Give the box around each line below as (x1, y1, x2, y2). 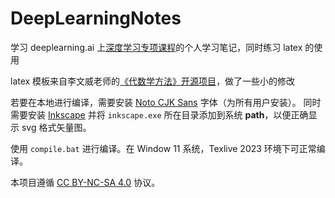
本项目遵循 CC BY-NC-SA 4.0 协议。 (10, 176, 161, 188)
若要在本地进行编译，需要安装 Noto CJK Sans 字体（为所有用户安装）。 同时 (10, 96, 322, 108)
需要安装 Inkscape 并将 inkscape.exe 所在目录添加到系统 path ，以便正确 (10, 108, 309, 121)
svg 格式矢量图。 (21, 121, 92, 133)
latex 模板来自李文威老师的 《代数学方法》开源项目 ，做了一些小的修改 (10, 75, 296, 87)
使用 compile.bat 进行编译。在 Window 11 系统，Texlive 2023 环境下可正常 (10, 142, 317, 154)
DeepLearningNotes (10, 7, 182, 30)
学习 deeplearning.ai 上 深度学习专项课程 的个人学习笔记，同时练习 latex (10, 41, 303, 53)
